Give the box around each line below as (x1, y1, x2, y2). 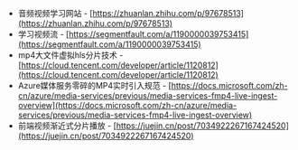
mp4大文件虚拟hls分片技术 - (17, 50, 124, 61)
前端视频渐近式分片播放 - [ (17, 120, 117, 131)
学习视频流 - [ (17, 29, 70, 39)
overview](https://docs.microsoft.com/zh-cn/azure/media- (17, 100, 237, 110)
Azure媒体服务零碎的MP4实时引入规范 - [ (17, 80, 172, 90)
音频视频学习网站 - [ (17, 8, 93, 18)
